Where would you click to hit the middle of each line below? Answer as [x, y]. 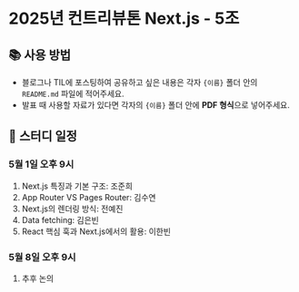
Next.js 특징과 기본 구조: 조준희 [77, 186]
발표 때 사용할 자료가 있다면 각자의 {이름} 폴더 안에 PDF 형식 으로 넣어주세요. [155, 105]
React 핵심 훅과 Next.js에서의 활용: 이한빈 [96, 231]
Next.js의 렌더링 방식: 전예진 [72, 209]
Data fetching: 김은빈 [60, 219]
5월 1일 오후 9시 [41, 164]
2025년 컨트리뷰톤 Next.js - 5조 [124, 19]
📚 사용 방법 [40, 55]
